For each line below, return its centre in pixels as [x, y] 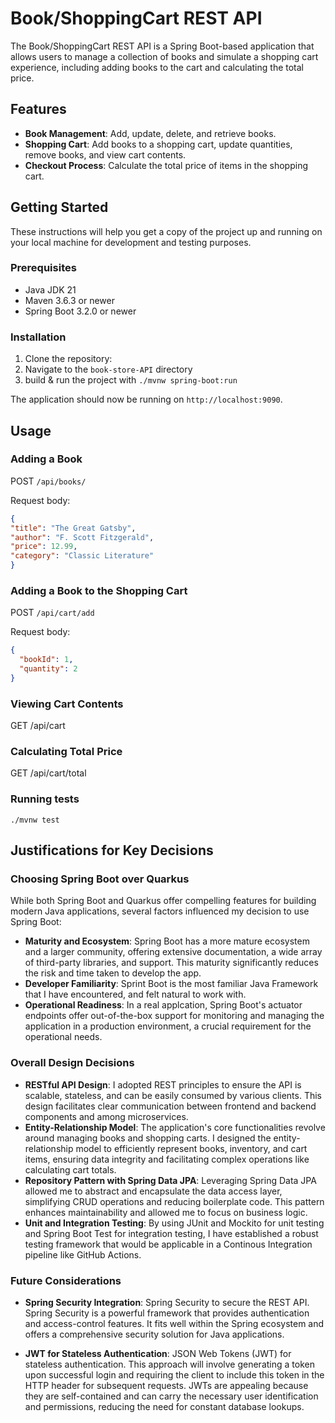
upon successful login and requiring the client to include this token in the [174, 1375]
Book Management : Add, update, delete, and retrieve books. [150, 133]
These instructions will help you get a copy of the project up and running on [166, 231]
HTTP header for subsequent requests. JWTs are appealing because [166, 1386]
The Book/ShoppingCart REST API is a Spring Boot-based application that [162, 46]
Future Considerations [66, 1280]
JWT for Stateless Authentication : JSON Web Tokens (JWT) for [158, 1354]
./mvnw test [35, 820]
